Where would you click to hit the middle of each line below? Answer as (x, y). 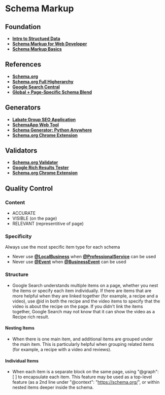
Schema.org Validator (35, 163)
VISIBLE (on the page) (35, 218)
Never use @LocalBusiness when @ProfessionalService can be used (84, 257)
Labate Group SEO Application (44, 119)
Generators (23, 108)
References (23, 65)
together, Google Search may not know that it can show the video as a (83, 311)
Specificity (18, 236)
